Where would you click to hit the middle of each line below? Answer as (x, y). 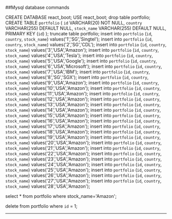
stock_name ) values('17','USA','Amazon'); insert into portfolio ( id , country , (83, 126)
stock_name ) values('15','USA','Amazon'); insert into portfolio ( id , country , (83, 115)
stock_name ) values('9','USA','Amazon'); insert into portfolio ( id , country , (82, 83)
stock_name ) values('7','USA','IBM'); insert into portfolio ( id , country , (78, 72)
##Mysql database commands (37, 7)
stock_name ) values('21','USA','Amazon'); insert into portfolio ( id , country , (83, 148)
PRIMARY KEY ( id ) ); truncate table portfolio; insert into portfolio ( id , (79, 34)
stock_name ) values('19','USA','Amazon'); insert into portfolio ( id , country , (83, 137)
